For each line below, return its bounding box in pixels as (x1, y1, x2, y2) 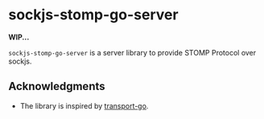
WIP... (8, 32, 30, 42)
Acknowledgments (8, 80, 106, 93)
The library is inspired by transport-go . (19, 101, 149, 110)
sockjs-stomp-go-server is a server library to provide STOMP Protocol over (8, 47, 257, 57)
